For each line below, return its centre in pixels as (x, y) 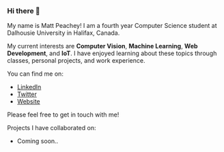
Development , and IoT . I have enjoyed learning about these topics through (112, 53)
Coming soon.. (38, 141)
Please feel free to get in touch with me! (63, 115)
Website (29, 102)
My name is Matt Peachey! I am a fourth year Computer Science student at (112, 26)
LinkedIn (29, 87)
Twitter (27, 94)
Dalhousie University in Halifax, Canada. (64, 33)
